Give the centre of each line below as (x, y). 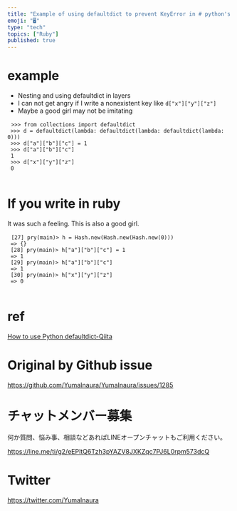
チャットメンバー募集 (70, 416)
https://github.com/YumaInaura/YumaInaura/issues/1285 (90, 385)
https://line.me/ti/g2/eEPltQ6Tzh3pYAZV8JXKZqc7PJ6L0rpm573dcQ (109, 451)
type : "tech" (27, 27)
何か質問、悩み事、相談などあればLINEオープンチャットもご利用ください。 (117, 437)
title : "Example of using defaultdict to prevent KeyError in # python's (119, 14)
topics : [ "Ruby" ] (33, 34)
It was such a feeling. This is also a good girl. (73, 223)
